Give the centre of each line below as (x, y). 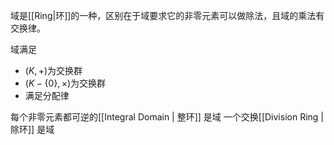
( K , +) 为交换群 (53, 70)
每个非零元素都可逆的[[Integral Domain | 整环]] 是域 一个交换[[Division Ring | (167, 117)
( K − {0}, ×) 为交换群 (65, 83)
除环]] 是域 (32, 129)
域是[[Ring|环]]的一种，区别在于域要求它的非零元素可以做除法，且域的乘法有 (167, 15)
